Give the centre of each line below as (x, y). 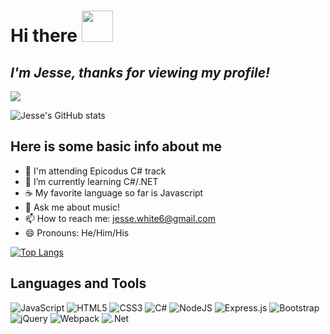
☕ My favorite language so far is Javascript (114, 192)
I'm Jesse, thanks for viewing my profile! (140, 72)
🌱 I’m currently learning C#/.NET (91, 181)
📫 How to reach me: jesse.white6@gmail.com (120, 218)
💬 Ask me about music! (72, 207)
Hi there (44, 36)
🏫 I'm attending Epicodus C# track (95, 171)
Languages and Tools (78, 283)
